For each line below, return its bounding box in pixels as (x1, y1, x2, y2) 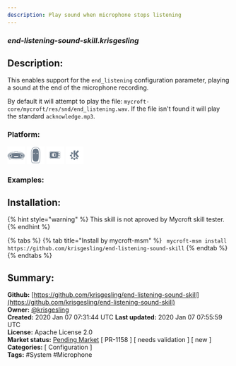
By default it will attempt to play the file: (7, 97, 123, 106)
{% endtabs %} (7, 251, 52, 260)
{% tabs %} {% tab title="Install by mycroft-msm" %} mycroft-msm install (7, 236, 228, 245)
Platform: (7, 130, 40, 140)
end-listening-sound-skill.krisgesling (7, 35, 139, 45)
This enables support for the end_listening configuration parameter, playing (7, 76, 230, 85)
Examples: (7, 175, 45, 185)
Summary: (7, 272, 54, 283)
